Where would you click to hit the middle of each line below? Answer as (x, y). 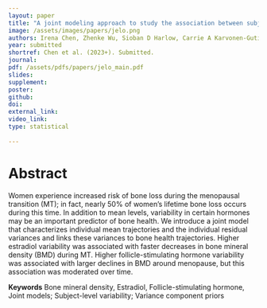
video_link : (28, 119)
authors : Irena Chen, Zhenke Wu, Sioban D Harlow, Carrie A (110, 38)
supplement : (28, 82)
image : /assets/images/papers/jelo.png (74, 30)
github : (21, 97)
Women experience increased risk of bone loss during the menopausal (124, 195)
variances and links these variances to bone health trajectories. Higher (124, 238)
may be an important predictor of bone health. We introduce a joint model (128, 220)
